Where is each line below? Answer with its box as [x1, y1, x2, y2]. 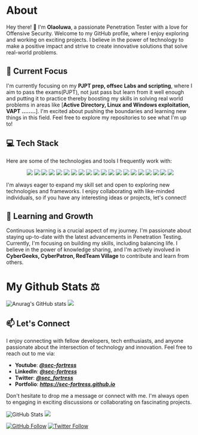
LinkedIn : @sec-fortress [14, 368, 78, 375]
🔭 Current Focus [6, 66, 68, 77]
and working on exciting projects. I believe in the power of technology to [6, 36, 184, 43]
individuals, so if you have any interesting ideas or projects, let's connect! [6, 194, 187, 201]
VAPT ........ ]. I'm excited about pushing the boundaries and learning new [6, 107, 187, 114]
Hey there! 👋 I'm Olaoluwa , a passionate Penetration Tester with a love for [6, 23, 188, 31]
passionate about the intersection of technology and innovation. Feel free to [6, 343, 193, 351]
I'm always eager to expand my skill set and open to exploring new [6, 181, 170, 188]
